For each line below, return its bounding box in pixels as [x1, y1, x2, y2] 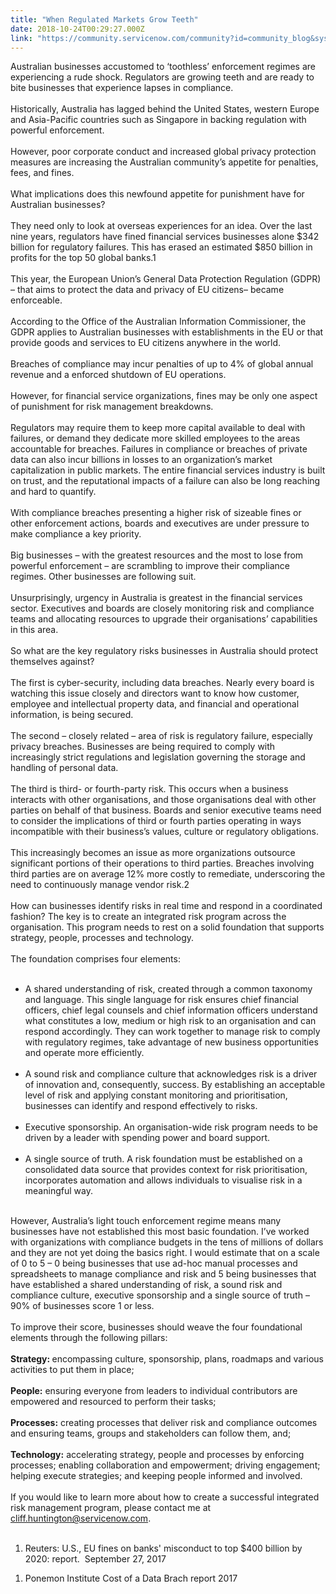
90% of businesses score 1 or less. [10, 1300, 155, 1312]
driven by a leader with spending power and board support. [24, 1132, 271, 1144]
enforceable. [10, 294, 63, 306]
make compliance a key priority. [10, 528, 142, 540]
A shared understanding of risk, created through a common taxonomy [24, 983, 313, 995]
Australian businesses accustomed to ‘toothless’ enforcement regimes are [10, 61, 316, 73]
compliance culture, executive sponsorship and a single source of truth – [10, 1289, 310, 1301]
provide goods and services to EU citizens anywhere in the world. [10, 337, 282, 349]
